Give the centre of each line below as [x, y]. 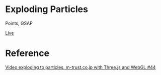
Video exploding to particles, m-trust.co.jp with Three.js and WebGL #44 [80, 67]
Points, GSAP [19, 23]
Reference [27, 53]
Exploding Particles [47, 9]
